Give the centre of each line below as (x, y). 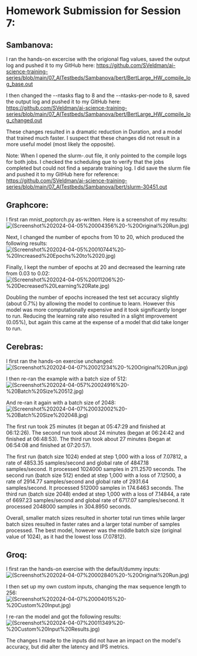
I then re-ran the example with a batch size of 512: (67, 379)
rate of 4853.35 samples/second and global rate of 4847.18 (78, 463)
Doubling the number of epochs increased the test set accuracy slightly (93, 297)
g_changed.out (24, 120)
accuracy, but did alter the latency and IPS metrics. (68, 647)
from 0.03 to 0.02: (28, 273)
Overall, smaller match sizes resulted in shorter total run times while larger (96, 517)
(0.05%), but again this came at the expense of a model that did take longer (97, 322)
